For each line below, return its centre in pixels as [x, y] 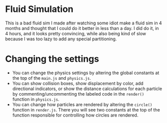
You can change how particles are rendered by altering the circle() [82, 104]
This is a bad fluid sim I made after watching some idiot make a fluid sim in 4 [83, 23]
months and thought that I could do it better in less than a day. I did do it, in [82, 28]
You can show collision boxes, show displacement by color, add [78, 83]
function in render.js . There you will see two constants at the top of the [86, 110]
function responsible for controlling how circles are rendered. [75, 115]
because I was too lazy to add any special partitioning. [61, 39]
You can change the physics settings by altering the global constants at [86, 73]
